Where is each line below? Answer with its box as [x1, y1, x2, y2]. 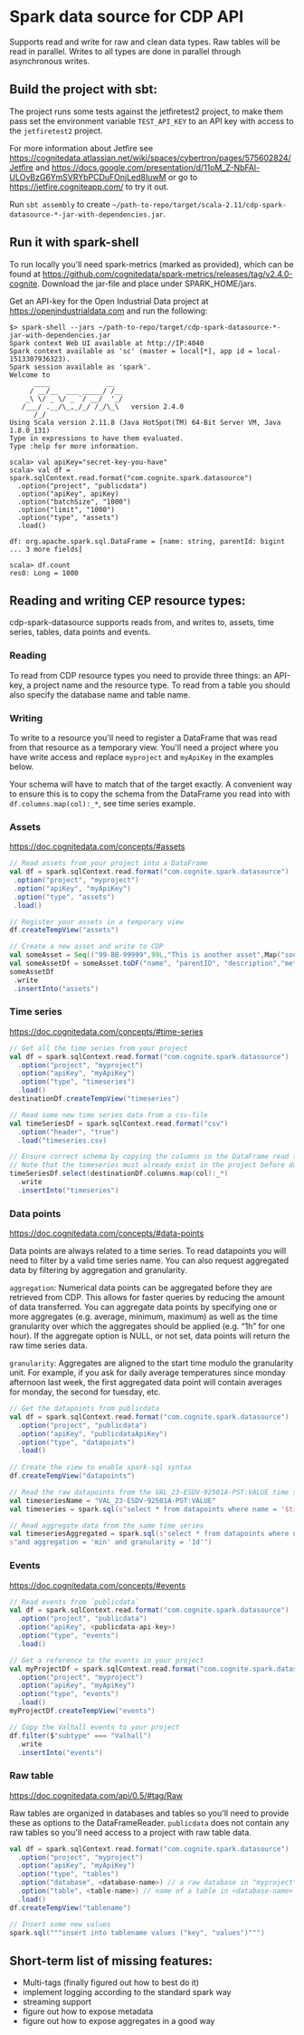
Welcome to [9, 370, 51, 380]
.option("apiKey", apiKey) [17, 489, 119, 498]
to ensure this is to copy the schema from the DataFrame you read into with [9, 788, 291, 799]
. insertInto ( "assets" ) [13, 984, 100, 993]
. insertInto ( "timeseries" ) [17, 1185, 119, 1195]
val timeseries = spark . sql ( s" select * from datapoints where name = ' [9, 1504, 285, 1514]
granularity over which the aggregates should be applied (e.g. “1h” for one [9, 1321, 286, 1332]
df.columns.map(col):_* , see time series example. [9, 797, 196, 808]
